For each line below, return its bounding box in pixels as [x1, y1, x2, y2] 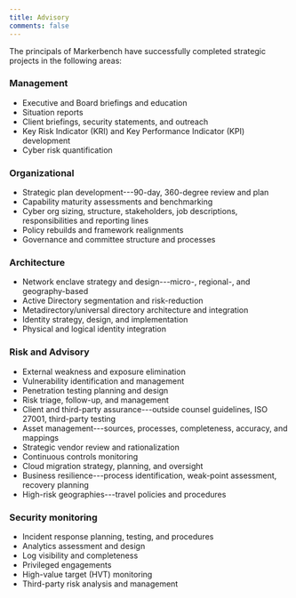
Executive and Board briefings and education [21, 97, 188, 108]
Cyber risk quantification [21, 144, 113, 155]
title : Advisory [9, 12, 69, 22]
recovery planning [21, 479, 89, 490]
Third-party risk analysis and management [21, 578, 179, 589]
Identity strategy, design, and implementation [21, 315, 188, 325]
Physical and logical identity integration [21, 323, 167, 334]
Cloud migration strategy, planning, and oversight [21, 460, 204, 471]
